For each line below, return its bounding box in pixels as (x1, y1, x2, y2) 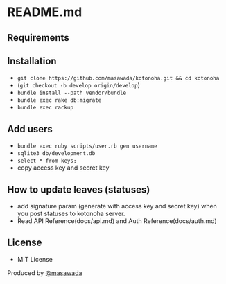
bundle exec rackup (17, 105, 74, 112)
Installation (7, 55, 57, 66)
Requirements (7, 32, 69, 44)
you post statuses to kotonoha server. (17, 209, 125, 218)
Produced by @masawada (7, 268, 82, 277)
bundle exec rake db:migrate (17, 97, 102, 104)
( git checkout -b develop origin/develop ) (17, 81, 141, 89)
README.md (7, 4, 82, 20)
